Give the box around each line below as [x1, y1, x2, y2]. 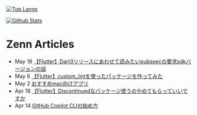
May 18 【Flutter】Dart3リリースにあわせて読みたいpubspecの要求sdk [14, 58, 186, 65]
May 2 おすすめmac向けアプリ [14, 80, 89, 87]
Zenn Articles [6, 38, 75, 51]
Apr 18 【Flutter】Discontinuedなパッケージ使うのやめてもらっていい [14, 87, 183, 94]
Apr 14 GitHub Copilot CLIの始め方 [14, 102, 99, 109]
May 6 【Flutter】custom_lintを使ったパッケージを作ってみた [14, 73, 163, 80]
